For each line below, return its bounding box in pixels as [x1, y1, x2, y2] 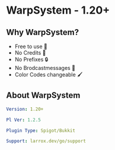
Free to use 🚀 [14, 43, 47, 50]
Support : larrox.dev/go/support [6, 138, 86, 144]
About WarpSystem [6, 90, 81, 101]
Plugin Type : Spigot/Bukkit [6, 127, 76, 133]
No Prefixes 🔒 [14, 56, 49, 63]
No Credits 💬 [14, 49, 46, 56]
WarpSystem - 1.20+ [6, 4, 110, 17]
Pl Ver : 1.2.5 [6, 117, 41, 123]
